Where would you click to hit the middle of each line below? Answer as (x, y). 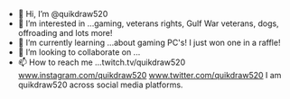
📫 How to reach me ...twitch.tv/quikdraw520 (102, 62)
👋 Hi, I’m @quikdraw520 (63, 14)
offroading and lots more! (65, 33)
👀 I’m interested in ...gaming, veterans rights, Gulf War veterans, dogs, (148, 23)
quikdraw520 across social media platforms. (100, 85)
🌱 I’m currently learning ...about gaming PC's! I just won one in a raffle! (149, 42)
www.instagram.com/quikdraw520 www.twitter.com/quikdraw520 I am (150, 75)
